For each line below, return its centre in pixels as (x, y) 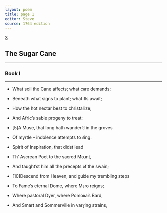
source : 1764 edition (28, 24)
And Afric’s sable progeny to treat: (47, 118)
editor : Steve (20, 19)
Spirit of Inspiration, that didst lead (48, 147)
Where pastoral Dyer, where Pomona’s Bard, (58, 196)
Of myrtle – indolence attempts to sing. (52, 137)
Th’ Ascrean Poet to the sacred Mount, (52, 157)
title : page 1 (20, 14)
